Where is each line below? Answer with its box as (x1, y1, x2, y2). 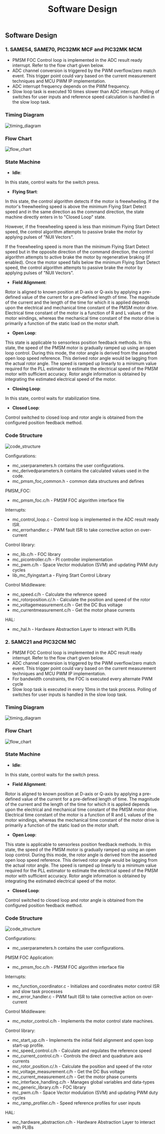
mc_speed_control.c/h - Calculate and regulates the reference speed (12, 1048, 152, 1054)
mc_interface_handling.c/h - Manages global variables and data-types (12, 1079, 155, 1085)
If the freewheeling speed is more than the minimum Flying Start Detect (5, 244, 150, 250)
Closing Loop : (12, 386, 42, 392)
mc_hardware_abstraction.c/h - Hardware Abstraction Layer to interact (12, 1119, 156, 1125)
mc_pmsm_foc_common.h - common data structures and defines (12, 478, 144, 484)
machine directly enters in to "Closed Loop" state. (5, 214, 106, 220)
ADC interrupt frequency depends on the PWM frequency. (12, 83, 130, 89)
